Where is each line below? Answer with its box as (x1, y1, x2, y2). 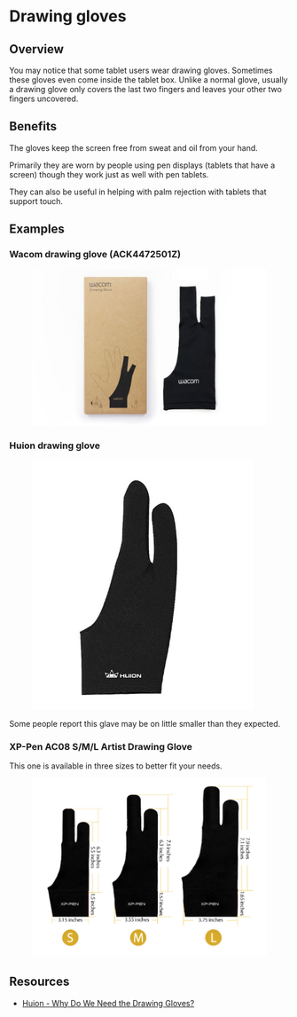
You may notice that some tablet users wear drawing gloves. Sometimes (9, 65, 273, 75)
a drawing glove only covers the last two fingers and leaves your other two (9, 84, 282, 94)
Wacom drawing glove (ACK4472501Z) (9, 248, 182, 261)
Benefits (9, 119, 58, 134)
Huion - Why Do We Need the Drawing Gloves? (21, 997, 195, 1008)
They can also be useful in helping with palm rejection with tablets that (9, 186, 268, 197)
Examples (9, 222, 65, 237)
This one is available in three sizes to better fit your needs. (9, 761, 223, 771)
